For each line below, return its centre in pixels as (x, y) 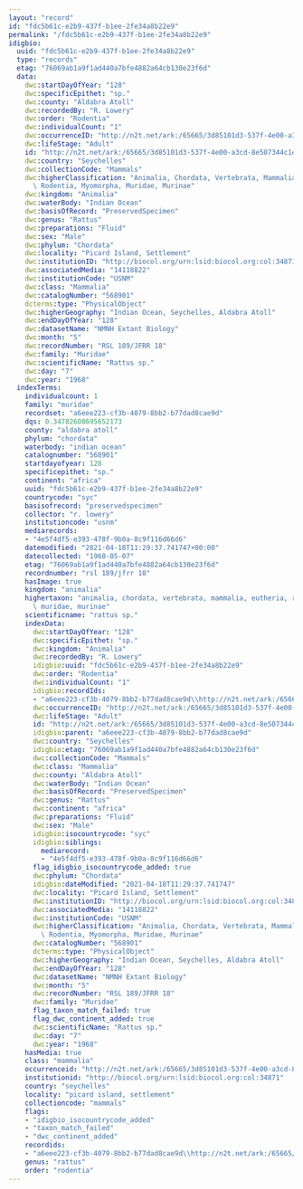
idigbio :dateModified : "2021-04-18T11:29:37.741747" (134, 884)
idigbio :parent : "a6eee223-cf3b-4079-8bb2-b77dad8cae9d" (142, 733)
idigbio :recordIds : (69, 690)
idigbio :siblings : (67, 842)
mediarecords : (51, 531)
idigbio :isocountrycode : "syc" (91, 833)
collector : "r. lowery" (70, 514)
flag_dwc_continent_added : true (93, 1019)
